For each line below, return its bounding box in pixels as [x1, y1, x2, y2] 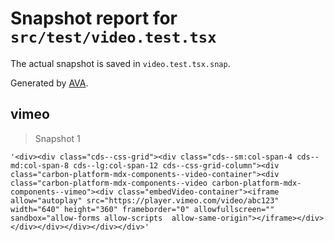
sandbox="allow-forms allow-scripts [10, 213, 163, 223]
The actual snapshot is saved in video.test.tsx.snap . [10, 57, 231, 69]
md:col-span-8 [10, 160, 70, 171]
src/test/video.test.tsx [10, 28, 217, 47]
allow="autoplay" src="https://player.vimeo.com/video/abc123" [10, 195, 280, 206]
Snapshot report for [10, 7, 178, 30]
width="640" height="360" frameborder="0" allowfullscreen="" [10, 204, 275, 214]
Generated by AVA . [10, 77, 89, 89]
